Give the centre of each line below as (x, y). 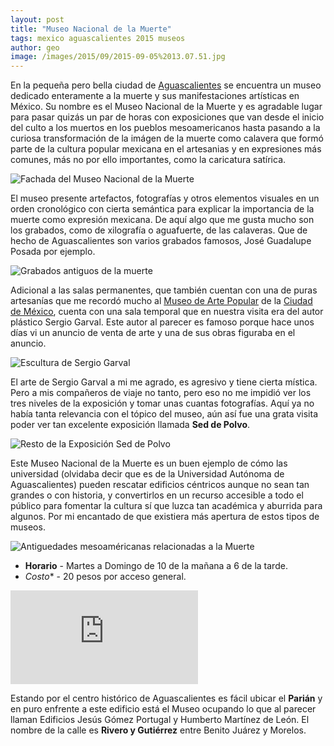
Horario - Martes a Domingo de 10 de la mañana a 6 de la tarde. (156, 566)
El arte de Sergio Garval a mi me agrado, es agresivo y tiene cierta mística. (164, 382)
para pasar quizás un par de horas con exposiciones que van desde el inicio (167, 117)
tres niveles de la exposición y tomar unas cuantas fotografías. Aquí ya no (162, 403)
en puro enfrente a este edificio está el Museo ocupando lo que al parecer (163, 709)
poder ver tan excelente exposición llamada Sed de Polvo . (130, 425)
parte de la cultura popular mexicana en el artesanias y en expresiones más (166, 149)
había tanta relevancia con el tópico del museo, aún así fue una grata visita (164, 414)
